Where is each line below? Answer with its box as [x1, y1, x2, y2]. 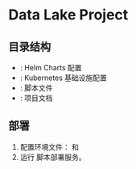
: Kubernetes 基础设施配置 [19, 73, 107, 82]
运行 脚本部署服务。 [19, 152, 86, 162]
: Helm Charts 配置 [19, 63, 82, 72]
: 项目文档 [19, 93, 53, 103]
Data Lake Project [8, 6, 129, 24]
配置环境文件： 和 [19, 142, 79, 151]
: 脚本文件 [19, 83, 53, 92]
